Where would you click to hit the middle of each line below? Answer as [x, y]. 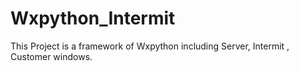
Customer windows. [51, 56]
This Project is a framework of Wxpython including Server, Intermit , [150, 46]
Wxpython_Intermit [93, 18]
